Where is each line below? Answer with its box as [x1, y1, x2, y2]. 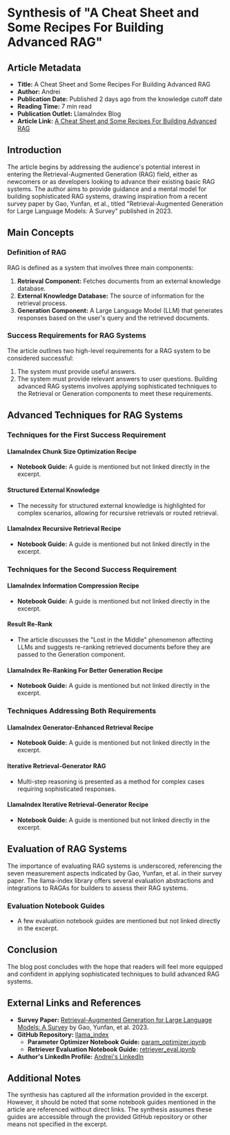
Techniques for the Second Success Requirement [7, 564, 178, 574]
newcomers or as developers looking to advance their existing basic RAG [7, 177, 215, 185]
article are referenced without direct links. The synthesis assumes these [7, 1105, 213, 1114]
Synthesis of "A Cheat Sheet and [7, 5, 199, 21]
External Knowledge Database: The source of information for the [17, 291, 205, 300]
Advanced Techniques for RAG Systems [7, 410, 183, 421]
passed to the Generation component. [17, 651, 126, 659]
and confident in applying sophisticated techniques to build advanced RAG [7, 970, 220, 978]
